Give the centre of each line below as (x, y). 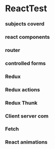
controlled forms (25, 63)
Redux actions (23, 90)
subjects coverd (25, 24)
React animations (26, 142)
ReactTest (26, 9)
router (13, 50)
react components (27, 37)
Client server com (27, 116)
